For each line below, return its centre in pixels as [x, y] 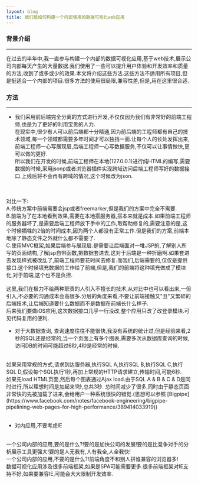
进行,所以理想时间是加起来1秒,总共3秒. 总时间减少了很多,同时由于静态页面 [100, 387]
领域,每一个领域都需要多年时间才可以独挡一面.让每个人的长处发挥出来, [105, 139]
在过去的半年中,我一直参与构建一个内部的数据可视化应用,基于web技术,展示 [96, 58]
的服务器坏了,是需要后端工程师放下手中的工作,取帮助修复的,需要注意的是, [94, 223]
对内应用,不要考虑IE [39, 426]
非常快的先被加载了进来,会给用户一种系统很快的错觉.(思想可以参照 [86, 394]
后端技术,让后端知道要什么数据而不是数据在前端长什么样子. [77, 304]
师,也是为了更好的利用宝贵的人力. [55, 124]
